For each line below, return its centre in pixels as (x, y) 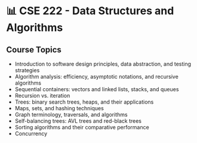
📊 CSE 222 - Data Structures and (90, 11)
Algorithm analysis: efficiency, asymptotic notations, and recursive (97, 77)
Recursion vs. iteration (42, 96)
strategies (27, 70)
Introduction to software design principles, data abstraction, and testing (103, 64)
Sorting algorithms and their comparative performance (82, 127)
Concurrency (31, 133)
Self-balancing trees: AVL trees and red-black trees (78, 121)
